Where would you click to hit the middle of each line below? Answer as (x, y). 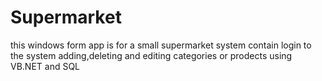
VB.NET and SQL (45, 66)
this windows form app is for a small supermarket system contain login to (161, 45)
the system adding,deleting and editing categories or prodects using (151, 55)
